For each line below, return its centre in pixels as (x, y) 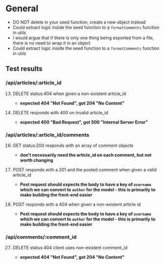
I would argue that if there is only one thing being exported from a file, (83, 38)
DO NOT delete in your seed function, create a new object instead (79, 22)
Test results (24, 69)
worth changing (36, 160)
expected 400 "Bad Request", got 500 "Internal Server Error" (84, 122)
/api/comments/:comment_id (41, 237)
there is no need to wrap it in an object (51, 43)
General (22, 9)
